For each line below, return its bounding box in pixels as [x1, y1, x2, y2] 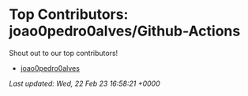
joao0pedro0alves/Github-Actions [9, 22, 241, 40]
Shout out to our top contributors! [9, 48, 118, 57]
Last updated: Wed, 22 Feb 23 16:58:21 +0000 [9, 79, 160, 88]
